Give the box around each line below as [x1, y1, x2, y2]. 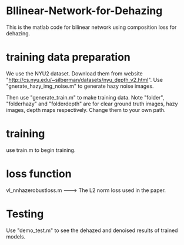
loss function [6, 167, 72, 180]
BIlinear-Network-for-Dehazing [6, 4, 163, 18]
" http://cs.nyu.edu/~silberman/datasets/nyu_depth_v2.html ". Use [6, 76, 163, 83]
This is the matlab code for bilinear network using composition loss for [6, 24, 177, 31]
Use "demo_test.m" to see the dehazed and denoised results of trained [6, 227, 178, 234]
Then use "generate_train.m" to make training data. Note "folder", [6, 94, 165, 101]
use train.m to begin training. [6, 146, 76, 154]
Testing [6, 207, 44, 220]
